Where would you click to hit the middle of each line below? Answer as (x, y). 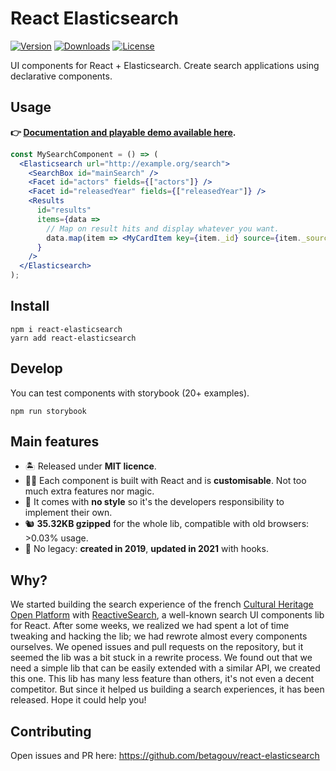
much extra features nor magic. (89, 491)
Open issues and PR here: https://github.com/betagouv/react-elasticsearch (165, 756)
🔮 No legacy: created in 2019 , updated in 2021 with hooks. (146, 549)
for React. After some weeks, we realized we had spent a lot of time (150, 626)
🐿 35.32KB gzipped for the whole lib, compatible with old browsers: (167, 524)
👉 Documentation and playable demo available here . (123, 132)
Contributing (51, 731)
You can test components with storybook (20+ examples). (130, 393)
